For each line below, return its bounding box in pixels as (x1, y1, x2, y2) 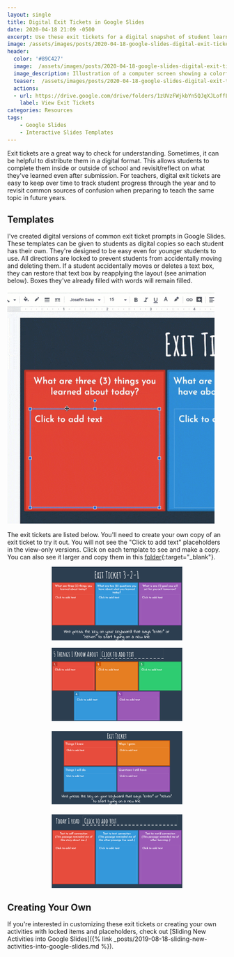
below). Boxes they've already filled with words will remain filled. (7, 276, 193, 285)
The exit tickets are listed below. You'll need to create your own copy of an (7, 531, 221, 539)
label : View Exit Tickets (19, 100, 95, 107)
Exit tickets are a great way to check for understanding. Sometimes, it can (7, 149, 219, 157)
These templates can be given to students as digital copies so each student (7, 239, 224, 248)
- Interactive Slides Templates (19, 129, 114, 136)
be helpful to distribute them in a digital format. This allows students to (7, 156, 210, 165)
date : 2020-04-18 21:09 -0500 (7, 26, 95, 33)
